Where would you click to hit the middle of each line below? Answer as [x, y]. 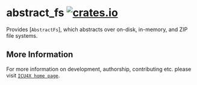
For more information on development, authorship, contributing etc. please [99, 69]
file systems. [22, 35]
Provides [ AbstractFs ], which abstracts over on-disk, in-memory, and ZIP [97, 29]
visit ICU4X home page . [33, 75]
